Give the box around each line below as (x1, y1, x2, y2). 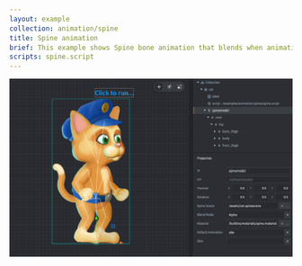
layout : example (9, 14, 70, 23)
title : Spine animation (9, 33, 99, 42)
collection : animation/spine (9, 23, 119, 33)
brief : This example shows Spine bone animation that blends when (9, 43, 263, 52)
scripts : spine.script (9, 52, 94, 62)
